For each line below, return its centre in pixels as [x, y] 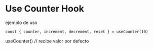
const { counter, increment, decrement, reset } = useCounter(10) [77, 31]
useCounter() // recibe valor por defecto [47, 41]
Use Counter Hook [45, 9]
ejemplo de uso [22, 22]
